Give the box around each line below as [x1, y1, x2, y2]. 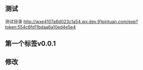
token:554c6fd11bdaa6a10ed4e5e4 [5, 24, 76, 30]
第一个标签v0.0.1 [5, 40, 56, 48]
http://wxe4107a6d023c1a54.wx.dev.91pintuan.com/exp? [23, 19, 138, 24]
